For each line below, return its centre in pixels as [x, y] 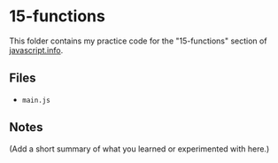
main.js [36, 100]
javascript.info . [36, 50]
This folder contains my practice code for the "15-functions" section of [138, 41]
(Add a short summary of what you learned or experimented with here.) [139, 149]
